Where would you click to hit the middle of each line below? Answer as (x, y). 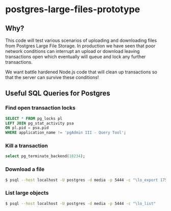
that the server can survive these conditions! (52, 77)
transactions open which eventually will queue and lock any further (76, 57)
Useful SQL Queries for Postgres (58, 94)
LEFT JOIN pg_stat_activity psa (39, 123)
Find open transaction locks (40, 108)
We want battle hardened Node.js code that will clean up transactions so (81, 72)
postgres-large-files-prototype (73, 9)
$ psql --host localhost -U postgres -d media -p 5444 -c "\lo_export (82, 180)
